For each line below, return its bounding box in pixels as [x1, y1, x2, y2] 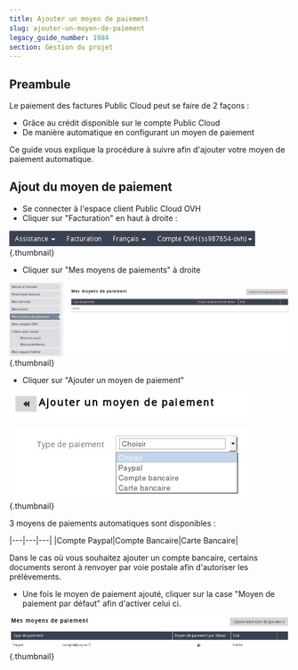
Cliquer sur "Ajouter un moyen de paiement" [21, 374, 185, 385]
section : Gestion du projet [9, 43, 114, 52]
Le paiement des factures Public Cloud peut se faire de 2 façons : [9, 101, 250, 111]
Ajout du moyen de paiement [9, 179, 173, 195]
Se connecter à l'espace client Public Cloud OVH [21, 203, 202, 214]
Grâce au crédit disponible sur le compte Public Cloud [21, 118, 221, 128]
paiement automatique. [9, 154, 94, 165]
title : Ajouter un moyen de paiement [9, 14, 149, 23]
